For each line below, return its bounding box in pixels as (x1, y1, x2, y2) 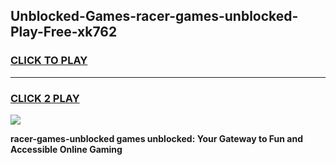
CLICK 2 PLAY (10, 91, 80, 105)
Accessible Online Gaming (10, 143, 123, 155)
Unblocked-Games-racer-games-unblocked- (10, 8, 299, 25)
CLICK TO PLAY (10, 54, 88, 68)
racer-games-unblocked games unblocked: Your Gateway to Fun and (10, 132, 304, 144)
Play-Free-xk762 (10, 24, 118, 41)
